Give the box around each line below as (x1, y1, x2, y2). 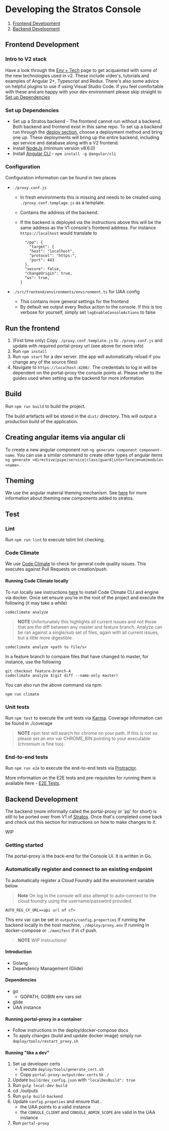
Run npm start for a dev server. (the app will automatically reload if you (12, 354, 160, 360)
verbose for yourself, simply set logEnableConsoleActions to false (20, 309, 156, 315)
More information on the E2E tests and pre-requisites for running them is (5, 775, 156, 781)
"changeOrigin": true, (24, 271, 73, 276)
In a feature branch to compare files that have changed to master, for (5, 653, 149, 659)
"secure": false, (24, 267, 62, 272)
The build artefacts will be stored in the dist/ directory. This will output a (5, 413, 157, 419)
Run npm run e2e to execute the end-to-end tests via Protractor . (5, 765, 137, 771)
